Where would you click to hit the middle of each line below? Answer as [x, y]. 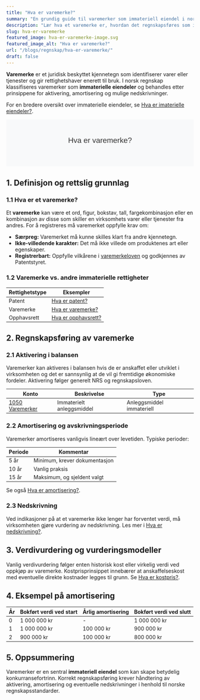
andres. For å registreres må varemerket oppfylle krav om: [77, 226]
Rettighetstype [28, 292]
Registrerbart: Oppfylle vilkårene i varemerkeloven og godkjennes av [100, 256]
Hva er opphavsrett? [76, 317]
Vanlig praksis [51, 469]
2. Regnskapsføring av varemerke [70, 338]
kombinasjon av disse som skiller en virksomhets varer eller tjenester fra [95, 219]
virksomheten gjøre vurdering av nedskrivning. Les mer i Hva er [84, 525]
